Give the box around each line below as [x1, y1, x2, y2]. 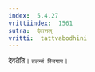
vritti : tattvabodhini [8, 34, 88, 42]
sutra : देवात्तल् [8, 26, 53, 34]
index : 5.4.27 [8, 11, 59, 20]
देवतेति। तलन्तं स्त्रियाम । [8, 56, 68, 66]
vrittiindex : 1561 [8, 19, 73, 27]
